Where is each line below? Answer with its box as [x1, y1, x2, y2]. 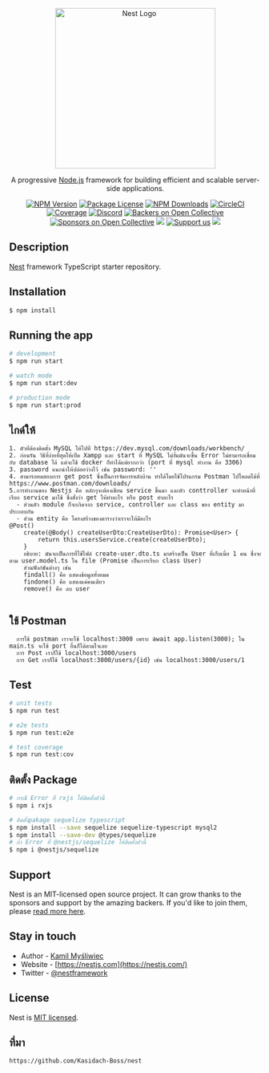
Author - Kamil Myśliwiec [20, 951, 104, 961]
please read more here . [9, 907, 86, 916]
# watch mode [9, 372, 53, 380]
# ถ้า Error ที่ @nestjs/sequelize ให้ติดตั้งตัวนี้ [9, 839, 147, 847]
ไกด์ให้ [9, 423, 36, 437]
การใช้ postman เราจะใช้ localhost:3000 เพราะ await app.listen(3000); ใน [16, 635, 245, 644]
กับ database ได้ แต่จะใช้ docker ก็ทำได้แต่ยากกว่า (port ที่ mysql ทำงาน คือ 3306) [9, 458, 243, 467]
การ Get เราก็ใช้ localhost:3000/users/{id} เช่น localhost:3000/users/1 [16, 656, 245, 665]
